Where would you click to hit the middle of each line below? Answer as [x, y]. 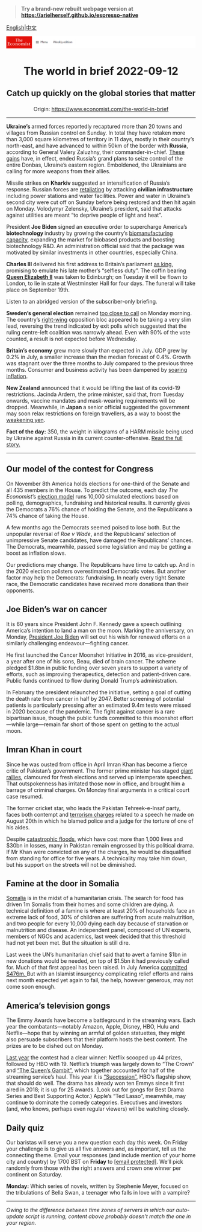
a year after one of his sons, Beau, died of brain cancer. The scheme [91, 661]
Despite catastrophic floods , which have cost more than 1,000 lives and [95, 839]
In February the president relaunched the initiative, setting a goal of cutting [99, 692]
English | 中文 [22, 27]
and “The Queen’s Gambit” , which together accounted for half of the [90, 1070]
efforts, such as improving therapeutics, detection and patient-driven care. [99, 674]
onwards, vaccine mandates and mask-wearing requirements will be [91, 401]
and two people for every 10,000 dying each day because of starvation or [97, 924]
